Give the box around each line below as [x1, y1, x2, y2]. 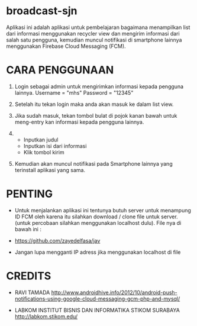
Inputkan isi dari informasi [23, 142, 87, 149]
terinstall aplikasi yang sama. [14, 166, 86, 173]
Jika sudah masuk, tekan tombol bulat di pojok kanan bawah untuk [14, 112, 177, 119]
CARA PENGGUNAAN [6, 63, 114, 77]
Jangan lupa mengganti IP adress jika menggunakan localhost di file [14, 248, 181, 256]
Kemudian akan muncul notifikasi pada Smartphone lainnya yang [14, 160, 173, 167]
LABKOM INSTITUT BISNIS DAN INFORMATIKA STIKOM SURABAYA [14, 306, 180, 314]
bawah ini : [14, 225, 41, 233]
